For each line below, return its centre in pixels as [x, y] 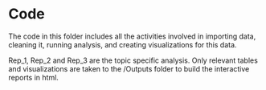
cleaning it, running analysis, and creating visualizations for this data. [123, 44]
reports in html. [33, 77]
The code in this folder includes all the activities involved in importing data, [132, 36]
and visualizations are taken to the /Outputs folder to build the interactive [129, 68]
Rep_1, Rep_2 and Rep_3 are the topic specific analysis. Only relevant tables [133, 60]
